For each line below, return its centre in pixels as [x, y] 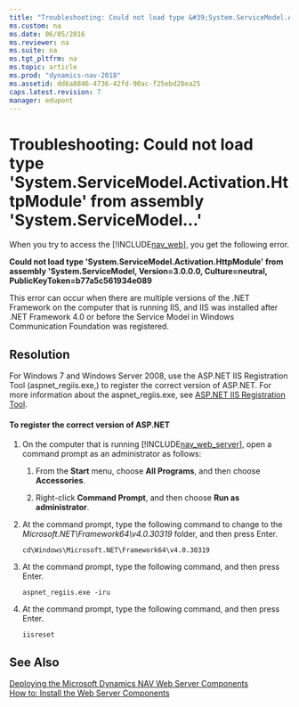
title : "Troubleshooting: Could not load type [97, 17]
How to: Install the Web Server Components [90, 693]
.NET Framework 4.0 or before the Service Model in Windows [122, 317]
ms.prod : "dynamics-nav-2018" [65, 76]
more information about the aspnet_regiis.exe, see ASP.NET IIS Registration [148, 395]
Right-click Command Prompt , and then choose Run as [137, 498]
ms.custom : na [36, 26]
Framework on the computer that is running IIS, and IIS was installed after [144, 307]
